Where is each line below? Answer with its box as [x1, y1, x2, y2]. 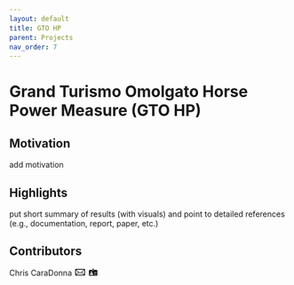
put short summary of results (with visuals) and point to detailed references [9, 209, 286, 219]
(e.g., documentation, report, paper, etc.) [9, 218, 159, 229]
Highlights [9, 185, 68, 200]
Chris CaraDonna [9, 267, 73, 278]
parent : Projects [9, 33, 74, 42]
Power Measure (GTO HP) [9, 100, 202, 121]
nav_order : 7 [9, 43, 58, 51]
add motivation [9, 160, 64, 170]
